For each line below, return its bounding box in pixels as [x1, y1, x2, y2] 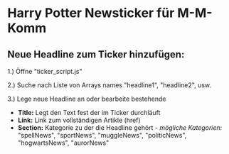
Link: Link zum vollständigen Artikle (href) [17, 116, 141, 124]
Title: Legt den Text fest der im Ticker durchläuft [17, 109, 161, 116]
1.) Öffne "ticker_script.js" [7, 67, 83, 75]
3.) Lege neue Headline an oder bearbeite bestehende [7, 94, 166, 103]
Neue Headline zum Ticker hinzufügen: [7, 48, 185, 60]
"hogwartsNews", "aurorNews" [17, 138, 110, 147]
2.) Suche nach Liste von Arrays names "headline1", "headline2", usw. [7, 81, 212, 89]
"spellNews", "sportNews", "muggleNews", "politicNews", [17, 131, 187, 139]
